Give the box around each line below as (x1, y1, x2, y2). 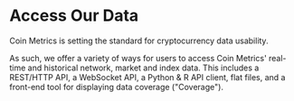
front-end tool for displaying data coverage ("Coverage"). (9, 81, 224, 92)
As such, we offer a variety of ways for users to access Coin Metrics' (9, 52, 267, 63)
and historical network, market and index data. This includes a (27, 62, 260, 73)
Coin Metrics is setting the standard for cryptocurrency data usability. (9, 35, 269, 46)
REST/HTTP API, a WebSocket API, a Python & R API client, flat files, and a (9, 71, 286, 82)
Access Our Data (9, 5, 139, 26)
